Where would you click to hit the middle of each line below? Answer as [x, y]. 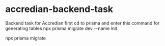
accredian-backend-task [59, 9]
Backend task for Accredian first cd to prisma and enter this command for [82, 23]
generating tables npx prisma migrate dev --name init [61, 28]
